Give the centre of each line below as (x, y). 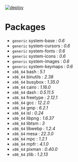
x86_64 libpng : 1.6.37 (33, 118)
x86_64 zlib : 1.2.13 (30, 154)
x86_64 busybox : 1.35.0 (35, 82)
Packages (25, 27)
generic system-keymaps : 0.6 (42, 66)
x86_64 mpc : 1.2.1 (30, 139)
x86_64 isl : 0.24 (28, 113)
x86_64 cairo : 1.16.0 (31, 87)
